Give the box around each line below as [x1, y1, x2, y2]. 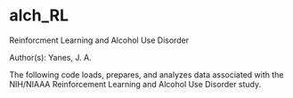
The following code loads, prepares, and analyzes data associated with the [9, 69, 284, 80]
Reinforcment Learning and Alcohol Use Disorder [9, 35, 190, 45]
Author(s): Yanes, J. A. [9, 52, 92, 62]
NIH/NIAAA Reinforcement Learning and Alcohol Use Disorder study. [9, 78, 262, 89]
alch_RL [9, 5, 69, 26]
